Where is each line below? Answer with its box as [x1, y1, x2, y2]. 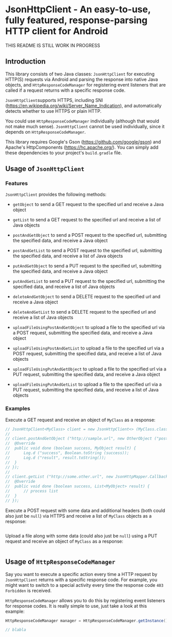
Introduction [5, 57, 46, 66]
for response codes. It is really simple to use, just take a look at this [5, 603, 147, 609]
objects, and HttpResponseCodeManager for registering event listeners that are [5, 81, 166, 88]
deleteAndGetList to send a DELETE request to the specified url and [12, 309, 156, 315]
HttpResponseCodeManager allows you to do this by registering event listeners [5, 597, 165, 603]
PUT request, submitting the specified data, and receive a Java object [12, 372, 160, 378]
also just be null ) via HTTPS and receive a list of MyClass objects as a [5, 512, 152, 519]
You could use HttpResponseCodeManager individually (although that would [5, 118, 160, 124]
